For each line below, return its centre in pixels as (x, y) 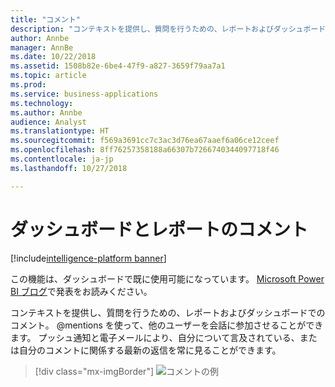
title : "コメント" (46, 19)
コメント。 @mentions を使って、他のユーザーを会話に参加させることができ (167, 325)
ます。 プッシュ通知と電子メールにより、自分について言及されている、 (155, 337)
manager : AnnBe (42, 47)
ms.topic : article (48, 76)
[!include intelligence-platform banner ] (88, 258)
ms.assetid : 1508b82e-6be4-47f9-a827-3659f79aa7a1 (118, 66)
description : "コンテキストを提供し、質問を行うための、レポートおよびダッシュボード (168, 29)
